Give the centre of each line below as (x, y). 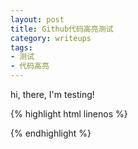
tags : (21, 47)
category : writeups (51, 38)
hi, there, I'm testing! (52, 94)
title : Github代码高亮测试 (62, 29)
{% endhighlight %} (51, 133)
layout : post (37, 19)
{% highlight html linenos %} (69, 114)
